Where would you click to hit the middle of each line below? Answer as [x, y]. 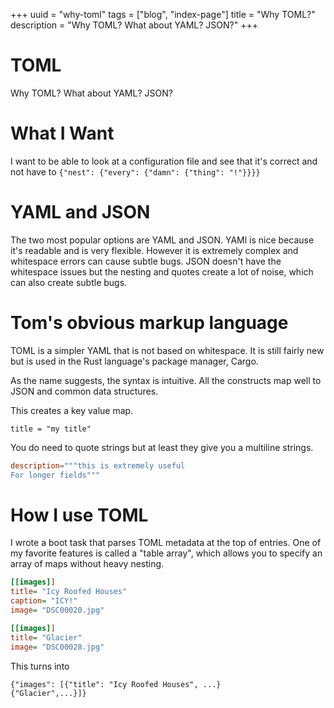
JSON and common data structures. [84, 391]
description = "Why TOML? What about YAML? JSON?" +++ [134, 25]
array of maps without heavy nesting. [87, 564]
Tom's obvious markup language [149, 323]
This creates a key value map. [72, 410]
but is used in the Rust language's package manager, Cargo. [134, 361]
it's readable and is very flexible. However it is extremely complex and [154, 250]
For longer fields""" [55, 475]
